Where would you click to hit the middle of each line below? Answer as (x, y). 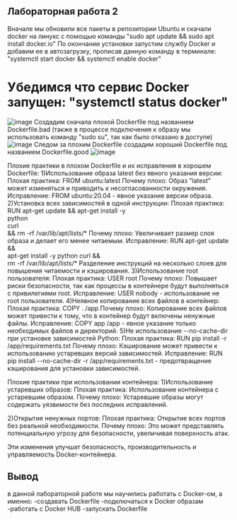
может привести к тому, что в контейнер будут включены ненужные (111, 315)
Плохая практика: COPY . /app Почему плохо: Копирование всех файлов (117, 308)
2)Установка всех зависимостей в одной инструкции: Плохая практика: (116, 203)
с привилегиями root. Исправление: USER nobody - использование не (114, 293)
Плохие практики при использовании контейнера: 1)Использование (110, 382)
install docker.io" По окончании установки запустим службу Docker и (111, 43)
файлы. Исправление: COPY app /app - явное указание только (102, 323)
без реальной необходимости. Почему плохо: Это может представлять (116, 425)
